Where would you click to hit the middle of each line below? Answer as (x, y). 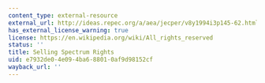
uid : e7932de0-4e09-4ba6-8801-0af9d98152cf (81, 60)
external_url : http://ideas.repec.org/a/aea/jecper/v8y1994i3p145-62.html (134, 23)
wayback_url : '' (35, 67)
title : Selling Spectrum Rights (61, 52)
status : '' (26, 45)
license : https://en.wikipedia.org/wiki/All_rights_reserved (111, 38)
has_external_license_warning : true (68, 30)
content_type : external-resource (63, 15)
